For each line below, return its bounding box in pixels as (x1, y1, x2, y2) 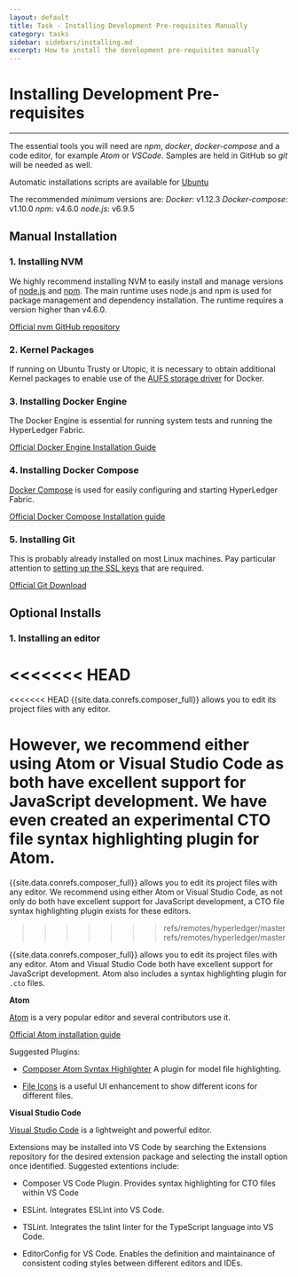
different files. (21, 1091, 74, 1101)
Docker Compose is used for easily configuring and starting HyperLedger (9, 485, 278, 495)
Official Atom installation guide (9, 1029, 122, 1040)
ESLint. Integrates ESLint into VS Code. (21, 1204, 165, 1216)
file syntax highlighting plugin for (9, 829, 260, 849)
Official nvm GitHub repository (9, 321, 121, 332)
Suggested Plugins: (9, 1046, 81, 1057)
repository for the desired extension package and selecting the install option (9, 1151, 288, 1163)
